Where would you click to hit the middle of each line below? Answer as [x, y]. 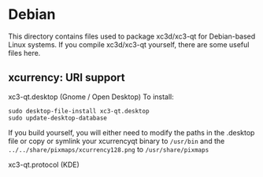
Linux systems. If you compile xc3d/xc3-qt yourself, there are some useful [129, 44]
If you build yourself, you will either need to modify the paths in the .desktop [131, 132]
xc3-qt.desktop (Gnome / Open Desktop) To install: [91, 97]
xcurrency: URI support [67, 77]
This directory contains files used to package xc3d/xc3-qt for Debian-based [132, 36]
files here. [24, 53]
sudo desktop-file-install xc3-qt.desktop [79, 111]
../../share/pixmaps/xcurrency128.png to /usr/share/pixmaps [109, 149]
